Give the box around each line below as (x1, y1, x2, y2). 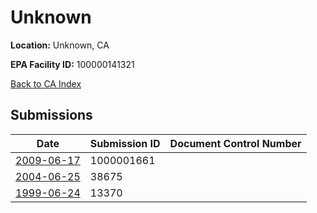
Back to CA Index (10, 77, 82, 90)
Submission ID (89, 136, 161, 150)
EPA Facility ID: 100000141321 (10, 58, 135, 70)
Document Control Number (169, 136, 302, 150)
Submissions (10, 107, 93, 124)
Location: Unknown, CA (10, 39, 110, 51)
